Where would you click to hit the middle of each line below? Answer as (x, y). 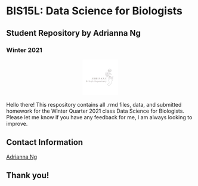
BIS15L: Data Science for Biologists (95, 11)
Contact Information (45, 142)
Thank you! (28, 176)
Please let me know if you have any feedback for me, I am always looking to (99, 117)
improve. (17, 123)
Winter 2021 (24, 50)
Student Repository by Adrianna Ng (74, 33)
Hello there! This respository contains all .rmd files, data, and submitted (94, 104)
